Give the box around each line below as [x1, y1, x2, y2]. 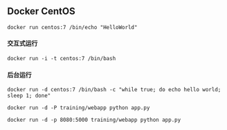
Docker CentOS [7, 6, 75, 17]
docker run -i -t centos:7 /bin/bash [7, 55, 116, 62]
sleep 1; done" [7, 93, 51, 100]
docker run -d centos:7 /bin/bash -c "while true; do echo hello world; [7, 86, 221, 93]
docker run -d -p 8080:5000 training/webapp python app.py [7, 117, 181, 124]
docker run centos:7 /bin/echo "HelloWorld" [7, 24, 138, 30]
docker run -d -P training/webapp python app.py [7, 104, 150, 111]
